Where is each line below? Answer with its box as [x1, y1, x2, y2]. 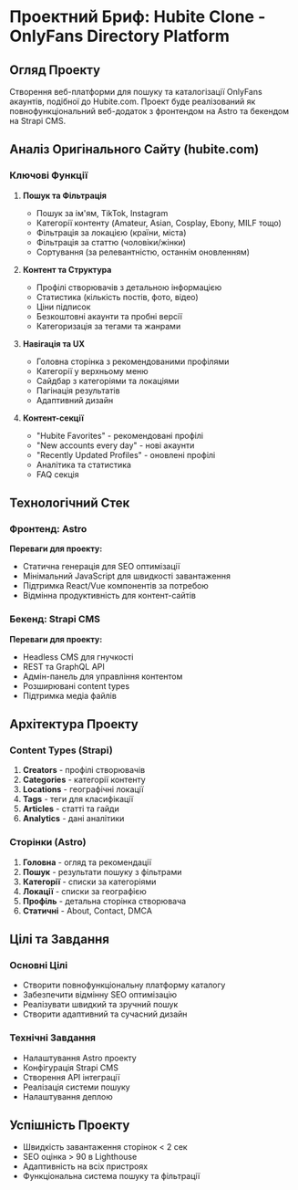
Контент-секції [22, 412, 84, 423]
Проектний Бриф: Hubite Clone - [9, 6, 266, 27]
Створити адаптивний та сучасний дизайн [22, 1008, 188, 1019]
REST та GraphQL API [22, 661, 105, 672]
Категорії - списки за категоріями [22, 876, 157, 887]
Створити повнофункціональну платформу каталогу [22, 979, 226, 991]
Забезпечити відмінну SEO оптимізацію [22, 989, 178, 1000]
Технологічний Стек [9, 496, 130, 511]
